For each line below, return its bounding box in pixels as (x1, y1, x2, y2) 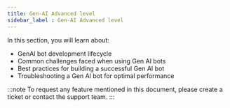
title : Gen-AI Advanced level (7, 10, 96, 17)
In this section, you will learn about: (7, 36, 110, 44)
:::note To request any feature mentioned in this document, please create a (7, 85, 223, 93)
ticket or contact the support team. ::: (7, 92, 115, 101)
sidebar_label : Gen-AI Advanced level (7, 17, 124, 24)
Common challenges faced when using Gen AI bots (17, 56, 166, 65)
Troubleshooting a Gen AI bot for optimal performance (17, 71, 175, 80)
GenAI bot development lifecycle (17, 49, 112, 58)
